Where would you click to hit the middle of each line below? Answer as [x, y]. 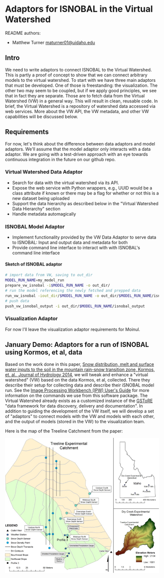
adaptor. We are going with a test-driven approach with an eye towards [76, 154]
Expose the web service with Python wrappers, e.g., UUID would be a [82, 188]
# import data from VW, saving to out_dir [49, 275]
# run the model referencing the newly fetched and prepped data [73, 290]
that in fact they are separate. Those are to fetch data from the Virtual [75, 96]
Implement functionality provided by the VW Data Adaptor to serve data [84, 237]
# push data [17, 301]
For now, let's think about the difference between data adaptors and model [80, 144]
